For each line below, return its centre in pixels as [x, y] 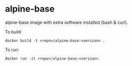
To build [13, 32]
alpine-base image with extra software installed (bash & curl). [66, 22]
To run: [12, 49]
